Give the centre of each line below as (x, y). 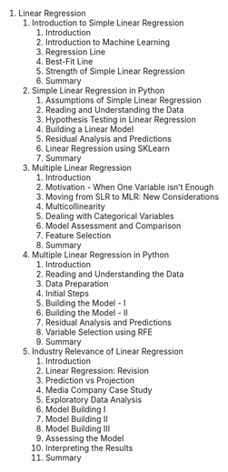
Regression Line (75, 52)
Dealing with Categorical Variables (109, 216)
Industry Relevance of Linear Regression (108, 351)
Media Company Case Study (99, 390)
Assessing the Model (84, 438)
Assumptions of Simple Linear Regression (123, 100)
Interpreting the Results (89, 448)
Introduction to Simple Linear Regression (108, 23)
